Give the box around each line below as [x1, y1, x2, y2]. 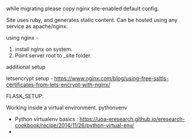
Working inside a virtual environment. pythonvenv [6, 104, 128, 111]
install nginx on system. [14, 46, 73, 53]
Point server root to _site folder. [14, 52, 92, 59]
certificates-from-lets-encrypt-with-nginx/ [6, 81, 111, 88]
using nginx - [6, 34, 39, 41]
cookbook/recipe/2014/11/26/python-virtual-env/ [14, 122, 135, 129]
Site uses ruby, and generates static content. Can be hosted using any [6, 17, 178, 23]
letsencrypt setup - [6, 75, 53, 82]
